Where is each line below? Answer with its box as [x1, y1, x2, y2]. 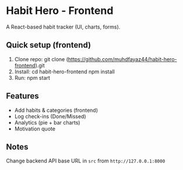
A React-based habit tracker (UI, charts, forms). [6, 23, 121, 30]
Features [6, 91, 39, 101]
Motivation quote [14, 125, 55, 132]
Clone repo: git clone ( [14, 55, 69, 62]
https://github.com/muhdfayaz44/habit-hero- [68, 55, 177, 62]
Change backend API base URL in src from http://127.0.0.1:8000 [6, 157, 166, 164]
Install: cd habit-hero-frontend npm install [14, 68, 115, 75]
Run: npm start [14, 74, 51, 81]
